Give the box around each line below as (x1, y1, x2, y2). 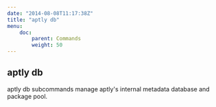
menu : (7, 22, 23, 29)
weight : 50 (32, 42, 63, 48)
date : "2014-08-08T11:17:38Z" (7, 10, 94, 17)
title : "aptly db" (7, 16, 60, 23)
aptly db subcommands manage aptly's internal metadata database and (7, 85, 211, 93)
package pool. (7, 92, 48, 100)
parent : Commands (32, 35, 81, 42)
